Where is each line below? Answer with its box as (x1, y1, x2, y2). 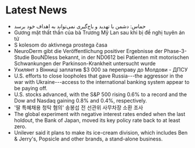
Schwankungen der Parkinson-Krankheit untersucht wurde (13, 59, 156, 67)
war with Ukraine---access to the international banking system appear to (13, 78, 190, 85)
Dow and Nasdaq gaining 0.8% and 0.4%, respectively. (13, 97, 147, 104)
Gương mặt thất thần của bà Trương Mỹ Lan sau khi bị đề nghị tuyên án (13, 29, 185, 36)
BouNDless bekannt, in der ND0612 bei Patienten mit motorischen (30, 54, 189, 61)
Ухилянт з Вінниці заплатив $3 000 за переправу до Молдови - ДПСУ (13, 66, 188, 73)
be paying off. (13, 84, 48, 91)
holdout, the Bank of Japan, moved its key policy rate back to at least (13, 117, 180, 124)
